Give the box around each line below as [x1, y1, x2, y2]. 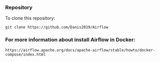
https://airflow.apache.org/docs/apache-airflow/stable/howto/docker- [5, 48, 155, 53]
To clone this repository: [5, 15, 55, 21]
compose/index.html [5, 52, 46, 57]
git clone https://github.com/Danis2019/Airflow [5, 25, 108, 30]
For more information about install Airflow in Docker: [5, 36, 136, 43]
